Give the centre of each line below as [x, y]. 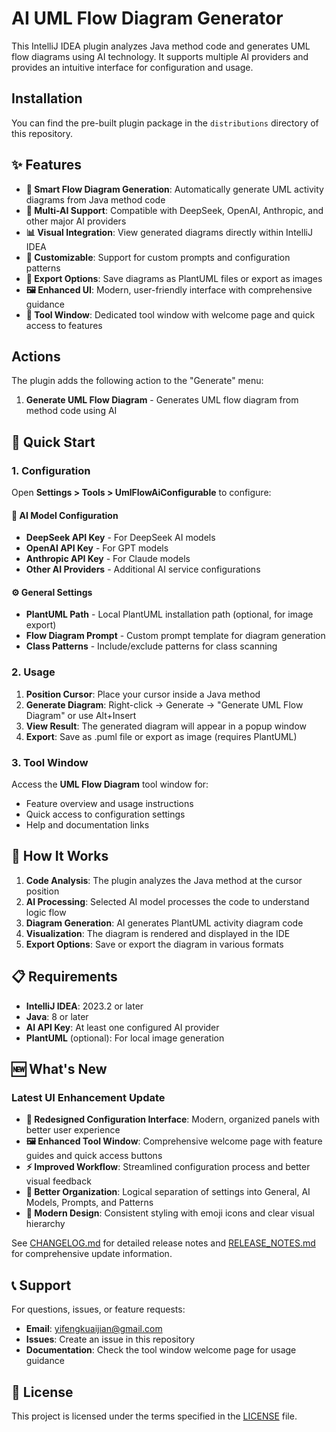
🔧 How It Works [60, 856]
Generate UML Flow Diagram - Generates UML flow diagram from [162, 400]
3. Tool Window [50, 762]
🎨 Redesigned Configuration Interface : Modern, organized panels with [172, 1119]
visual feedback [58, 1181]
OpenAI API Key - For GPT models [97, 548]
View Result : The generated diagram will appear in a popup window [166, 726]
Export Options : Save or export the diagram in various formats [154, 944]
